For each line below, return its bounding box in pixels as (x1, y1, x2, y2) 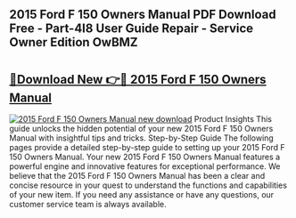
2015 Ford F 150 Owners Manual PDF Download (9, 7, 276, 22)
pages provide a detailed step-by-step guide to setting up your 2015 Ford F (9, 142, 285, 152)
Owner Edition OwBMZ (9, 35, 138, 50)
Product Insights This (193, 114, 272, 124)
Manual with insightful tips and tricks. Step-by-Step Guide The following (9, 133, 274, 143)
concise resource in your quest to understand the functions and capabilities (9, 180, 288, 190)
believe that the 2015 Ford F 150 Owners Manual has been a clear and (9, 171, 266, 181)
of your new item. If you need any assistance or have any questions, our (9, 190, 275, 199)
